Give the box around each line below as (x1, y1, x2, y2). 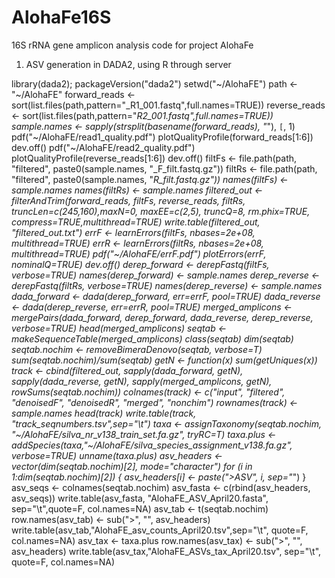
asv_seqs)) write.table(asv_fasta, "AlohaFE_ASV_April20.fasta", (11, 492, 269, 504)
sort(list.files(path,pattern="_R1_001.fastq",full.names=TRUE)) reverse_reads (11, 99, 326, 111)
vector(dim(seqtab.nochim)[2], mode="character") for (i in (11, 460, 253, 472)
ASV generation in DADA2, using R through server (25, 58, 232, 70)
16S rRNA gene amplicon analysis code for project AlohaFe (11, 39, 254, 51)
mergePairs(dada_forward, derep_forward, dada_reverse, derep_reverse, (11, 311, 314, 323)
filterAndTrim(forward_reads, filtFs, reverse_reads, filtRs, (11, 194, 246, 206)
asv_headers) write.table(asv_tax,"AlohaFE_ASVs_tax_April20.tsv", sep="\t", (11, 545, 322, 557)
